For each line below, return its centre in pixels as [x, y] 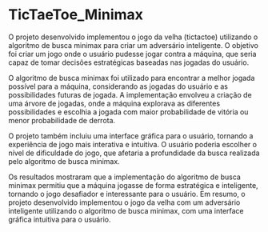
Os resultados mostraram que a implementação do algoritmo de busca [125, 177]
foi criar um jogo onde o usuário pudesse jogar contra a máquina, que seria [132, 54]
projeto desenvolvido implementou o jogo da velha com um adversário [124, 202]
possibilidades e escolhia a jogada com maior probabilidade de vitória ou [128, 112]
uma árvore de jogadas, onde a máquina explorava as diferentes [114, 103]
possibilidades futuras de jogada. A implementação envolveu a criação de [130, 94]
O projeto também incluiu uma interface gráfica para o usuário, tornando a [131, 136]
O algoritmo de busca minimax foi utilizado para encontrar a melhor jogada [132, 78]
